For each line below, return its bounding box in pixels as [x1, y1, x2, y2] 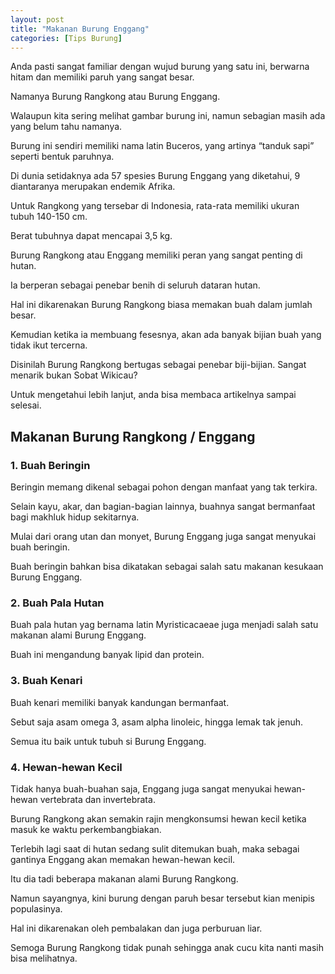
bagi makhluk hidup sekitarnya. [10, 511, 140, 523]
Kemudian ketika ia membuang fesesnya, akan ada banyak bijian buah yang [10, 329, 322, 341]
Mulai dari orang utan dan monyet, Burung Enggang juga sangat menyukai [10, 531, 317, 543]
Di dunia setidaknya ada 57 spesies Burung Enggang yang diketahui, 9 [10, 170, 301, 182]
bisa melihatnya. [10, 952, 78, 964]
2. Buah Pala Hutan [10, 596, 105, 610]
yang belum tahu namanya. [10, 121, 123, 133]
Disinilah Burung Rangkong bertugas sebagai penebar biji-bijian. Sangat [10, 359, 307, 371]
